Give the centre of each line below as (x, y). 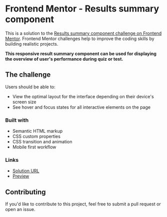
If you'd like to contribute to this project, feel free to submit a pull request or (83, 204)
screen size (24, 102)
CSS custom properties (36, 136)
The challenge (28, 75)
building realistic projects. (32, 44)
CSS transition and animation (42, 142)
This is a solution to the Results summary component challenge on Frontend (83, 33)
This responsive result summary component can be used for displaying (81, 54)
